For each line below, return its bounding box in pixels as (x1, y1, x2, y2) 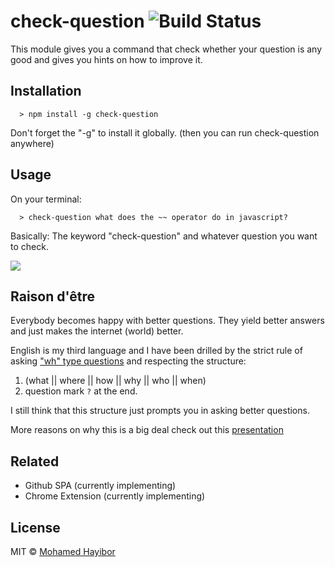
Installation (10, 83, 82, 100)
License (10, 519, 61, 536)
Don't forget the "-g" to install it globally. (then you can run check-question (10, 126, 320, 139)
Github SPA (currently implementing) (24, 480, 177, 492)
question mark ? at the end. (24, 385, 138, 397)
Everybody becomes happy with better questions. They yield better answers (10, 315, 325, 327)
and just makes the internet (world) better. (10, 325, 184, 337)
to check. (10, 240, 49, 252)
